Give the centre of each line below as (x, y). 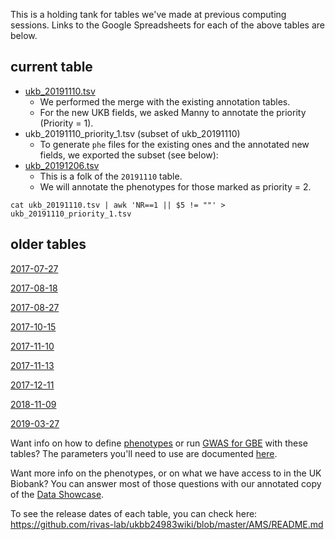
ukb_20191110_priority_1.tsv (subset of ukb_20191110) (132, 133)
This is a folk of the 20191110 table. (111, 176)
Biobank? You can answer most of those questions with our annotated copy (166, 483)
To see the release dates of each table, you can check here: (134, 513)
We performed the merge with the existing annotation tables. (165, 101)
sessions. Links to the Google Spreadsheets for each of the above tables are (167, 25)
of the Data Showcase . (57, 494)
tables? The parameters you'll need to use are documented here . (144, 453)
